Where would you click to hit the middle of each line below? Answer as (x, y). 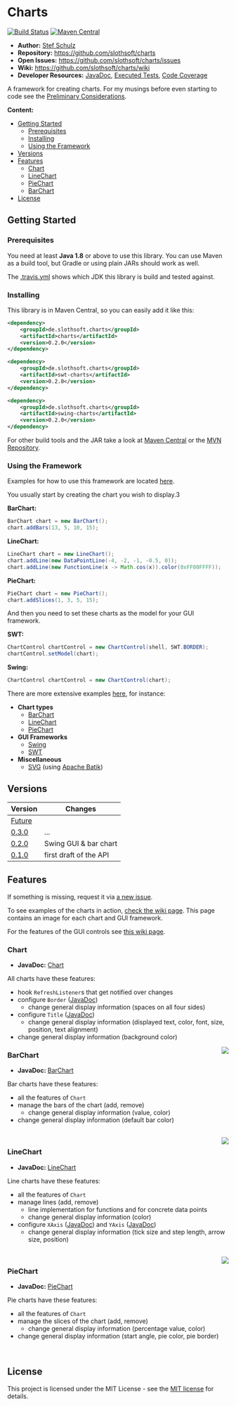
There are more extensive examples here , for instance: (86, 694)
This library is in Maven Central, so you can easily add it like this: (101, 310)
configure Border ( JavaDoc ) (58, 1000)
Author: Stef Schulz (46, 45)
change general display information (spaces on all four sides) (117, 1007)
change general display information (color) (90, 1217)
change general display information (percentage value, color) (117, 1328)
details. (18, 1396)
